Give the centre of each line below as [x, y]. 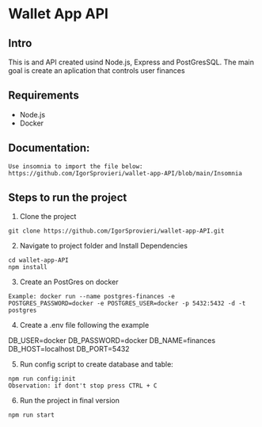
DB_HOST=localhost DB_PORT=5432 [69, 349]
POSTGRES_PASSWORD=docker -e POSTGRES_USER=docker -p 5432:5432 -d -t [127, 304]
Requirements [44, 96]
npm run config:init [42, 379]
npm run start [32, 415]
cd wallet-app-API [38, 260]
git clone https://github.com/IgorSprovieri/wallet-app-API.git [116, 231]
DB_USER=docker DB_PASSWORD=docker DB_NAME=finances [112, 340]
